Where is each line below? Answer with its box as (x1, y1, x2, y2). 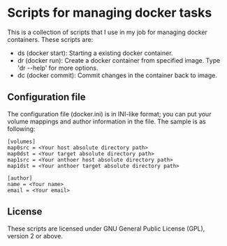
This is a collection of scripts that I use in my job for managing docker (7, 28, 208, 36)
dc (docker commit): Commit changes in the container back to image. (17, 71, 218, 79)
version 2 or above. (7, 231, 63, 240)
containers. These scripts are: (7, 35, 94, 43)
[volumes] (7, 138, 36, 145)
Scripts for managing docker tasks (7, 5, 212, 21)
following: (7, 124, 36, 133)
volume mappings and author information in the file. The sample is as (7, 117, 206, 125)
